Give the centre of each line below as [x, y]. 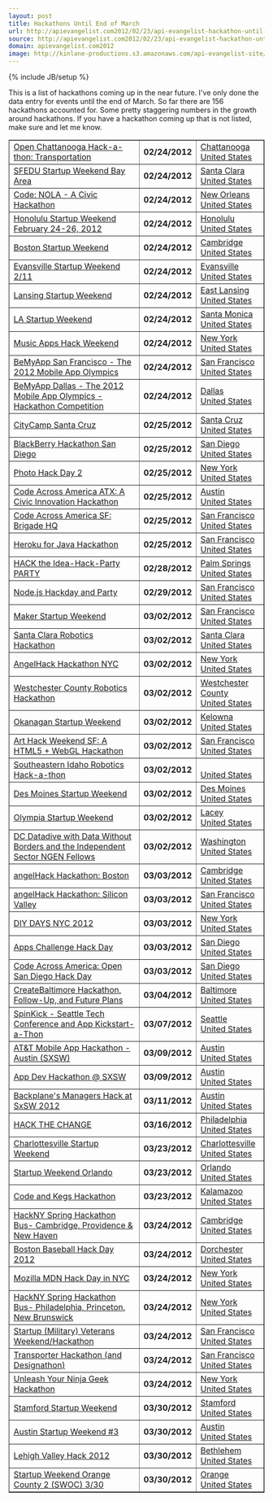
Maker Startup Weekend [60, 616]
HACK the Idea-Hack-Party [67, 563]
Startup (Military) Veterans [64, 1331]
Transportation [63, 157]
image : [19, 54]
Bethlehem [221, 1451]
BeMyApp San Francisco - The [72, 362]
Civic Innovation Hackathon [66, 502]
